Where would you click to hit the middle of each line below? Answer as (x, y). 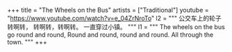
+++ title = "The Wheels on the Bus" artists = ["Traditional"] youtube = (108, 10)
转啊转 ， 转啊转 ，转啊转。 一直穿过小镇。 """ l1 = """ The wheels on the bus (116, 27)
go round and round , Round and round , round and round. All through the (110, 35)
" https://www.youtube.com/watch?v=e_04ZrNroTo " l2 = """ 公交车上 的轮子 (114, 18)
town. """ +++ (27, 42)
